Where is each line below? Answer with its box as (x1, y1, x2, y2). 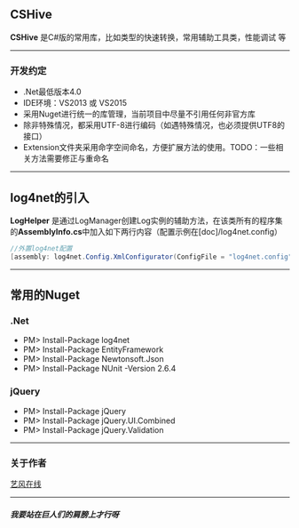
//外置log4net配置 (10, 244, 73, 252)
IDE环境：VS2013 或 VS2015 (22, 98, 128, 108)
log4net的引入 (10, 190, 90, 205)
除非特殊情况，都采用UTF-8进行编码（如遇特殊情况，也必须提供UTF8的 (22, 120, 285, 131)
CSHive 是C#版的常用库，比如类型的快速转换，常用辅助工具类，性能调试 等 (10, 31, 287, 43)
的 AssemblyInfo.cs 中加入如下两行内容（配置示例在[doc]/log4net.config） (10, 226, 283, 236)
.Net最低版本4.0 (22, 86, 83, 97)
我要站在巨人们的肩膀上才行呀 (10, 508, 119, 519)
